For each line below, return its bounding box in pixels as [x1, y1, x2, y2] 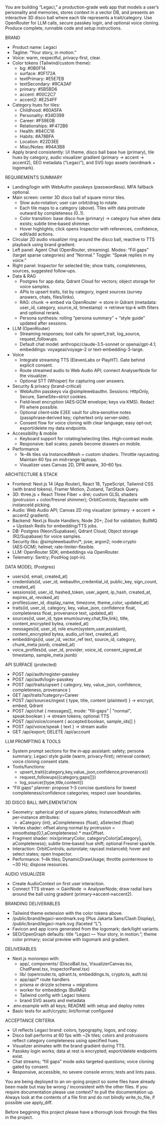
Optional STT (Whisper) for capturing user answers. [19, 378, 125, 384]
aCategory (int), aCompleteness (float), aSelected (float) [19, 820, 134, 825]
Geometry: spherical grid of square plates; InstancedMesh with [12, 809, 141, 815]
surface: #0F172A [19, 71, 56, 76]
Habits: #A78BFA [19, 133, 54, 139]
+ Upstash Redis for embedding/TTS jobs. [12, 523, 98, 528]
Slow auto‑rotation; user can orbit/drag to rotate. [19, 200, 118, 205]
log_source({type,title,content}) [19, 780, 84, 785]
